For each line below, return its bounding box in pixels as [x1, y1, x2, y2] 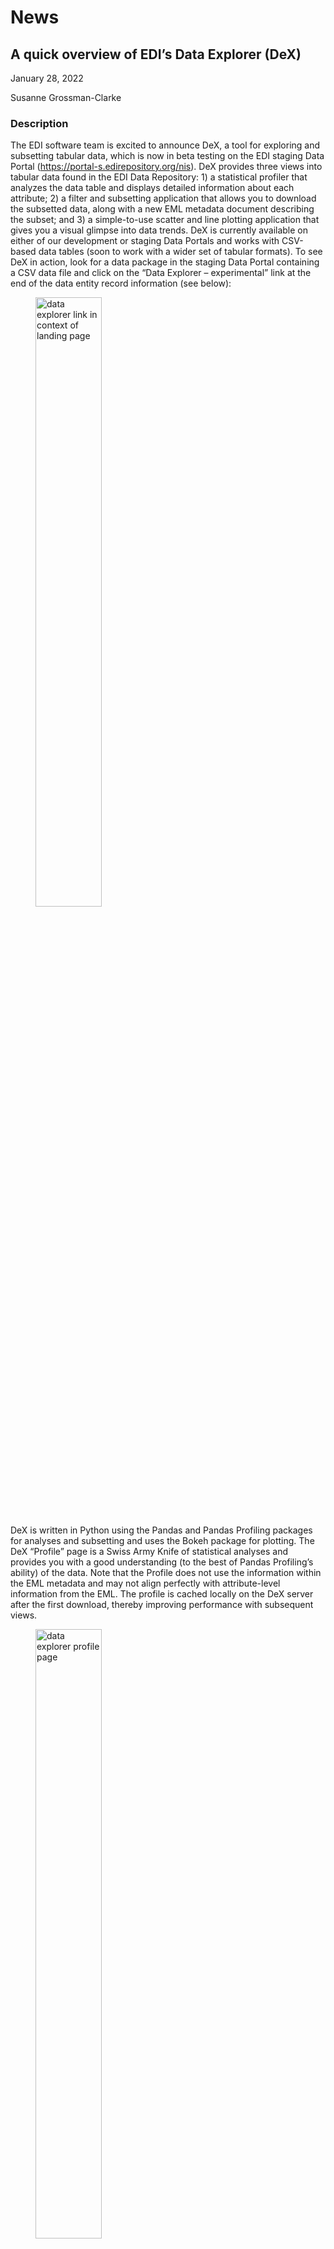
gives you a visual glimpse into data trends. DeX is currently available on [10, 224, 309, 236]
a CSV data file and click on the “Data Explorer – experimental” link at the [10, 267, 312, 279]
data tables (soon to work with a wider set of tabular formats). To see [38, 246, 323, 258]
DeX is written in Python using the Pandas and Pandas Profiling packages [10, 1524, 313, 1536]
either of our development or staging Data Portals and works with [10, 235, 280, 247]
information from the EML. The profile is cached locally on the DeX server [10, 1588, 314, 1600]
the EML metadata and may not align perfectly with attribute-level [10, 1577, 281, 1590]
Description [10, 116, 69, 130]
